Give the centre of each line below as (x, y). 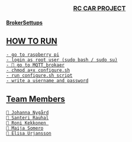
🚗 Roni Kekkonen (26, 123)
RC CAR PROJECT (99, 8)
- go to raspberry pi (33, 55)
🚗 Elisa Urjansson (29, 134)
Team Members (36, 99)
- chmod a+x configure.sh (38, 70)
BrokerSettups (25, 23)
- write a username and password (47, 81)
